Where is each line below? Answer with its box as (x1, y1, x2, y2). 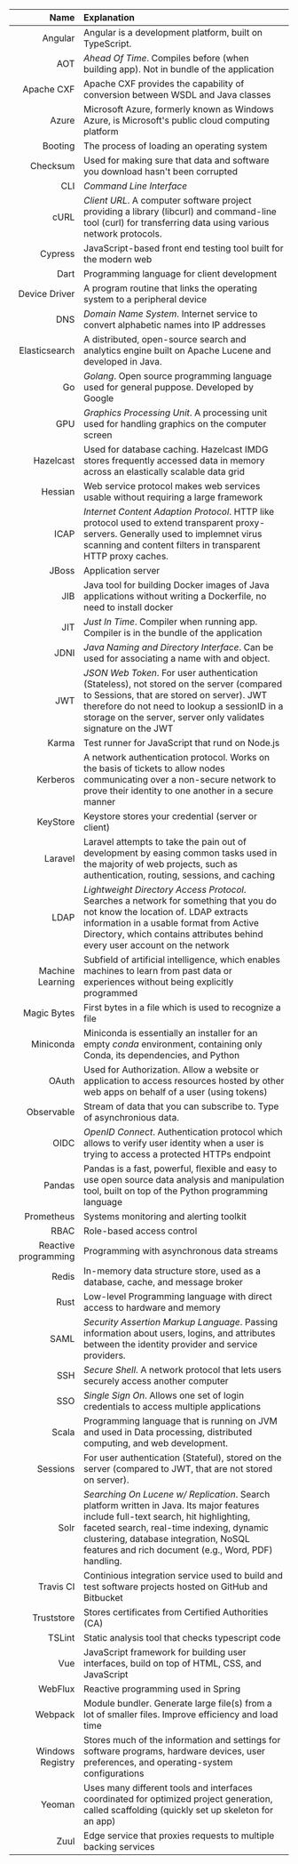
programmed (83, 987, 138, 999)
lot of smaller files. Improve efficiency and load (83, 1708, 278, 1720)
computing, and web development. (83, 1437, 229, 1449)
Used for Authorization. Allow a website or (83, 1064, 259, 1075)
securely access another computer (83, 1375, 229, 1386)
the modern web (83, 253, 153, 265)
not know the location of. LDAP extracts (83, 906, 248, 918)
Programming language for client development (83, 268, 278, 279)
